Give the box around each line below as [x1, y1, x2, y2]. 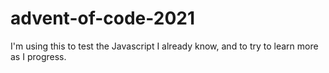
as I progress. [10, 50, 67, 62]
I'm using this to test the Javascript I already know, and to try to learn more [10, 40, 319, 52]
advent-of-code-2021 [10, 7, 196, 30]
